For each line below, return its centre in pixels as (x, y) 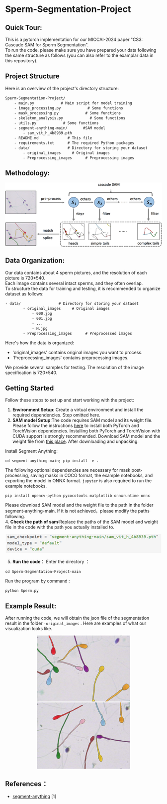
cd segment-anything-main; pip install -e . (52, 461)
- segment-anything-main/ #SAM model (60, 128)
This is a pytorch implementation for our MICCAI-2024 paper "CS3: (74, 39)
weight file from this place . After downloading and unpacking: (76, 441)
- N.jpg (40, 328)
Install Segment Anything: (32, 451)
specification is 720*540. (31, 373)
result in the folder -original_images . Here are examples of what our (76, 623)
